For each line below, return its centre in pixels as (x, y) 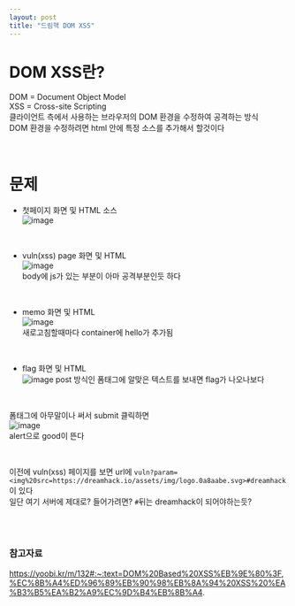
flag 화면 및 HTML (54, 369)
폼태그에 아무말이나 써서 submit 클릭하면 (79, 416)
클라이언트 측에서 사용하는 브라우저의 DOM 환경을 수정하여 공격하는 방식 (134, 117)
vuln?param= (156, 473)
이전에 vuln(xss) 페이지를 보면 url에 (71, 472)
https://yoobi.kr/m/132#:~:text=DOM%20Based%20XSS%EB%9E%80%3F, (147, 573)
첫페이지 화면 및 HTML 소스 (69, 211)
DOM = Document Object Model (68, 97)
